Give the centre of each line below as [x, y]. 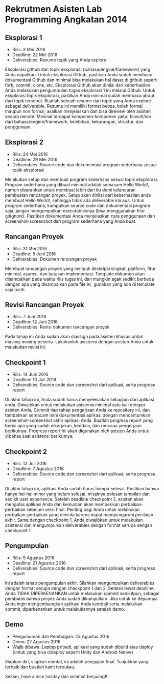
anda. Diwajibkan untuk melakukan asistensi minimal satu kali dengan [75, 405]
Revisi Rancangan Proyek [45, 305]
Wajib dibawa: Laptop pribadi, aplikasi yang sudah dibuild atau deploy [82, 647]
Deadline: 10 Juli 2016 [34, 380]
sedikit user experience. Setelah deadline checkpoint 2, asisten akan [74, 499]
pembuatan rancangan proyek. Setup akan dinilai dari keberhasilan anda [78, 195]
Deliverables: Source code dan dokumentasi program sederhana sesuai [84, 164]
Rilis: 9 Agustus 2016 [33, 558]
